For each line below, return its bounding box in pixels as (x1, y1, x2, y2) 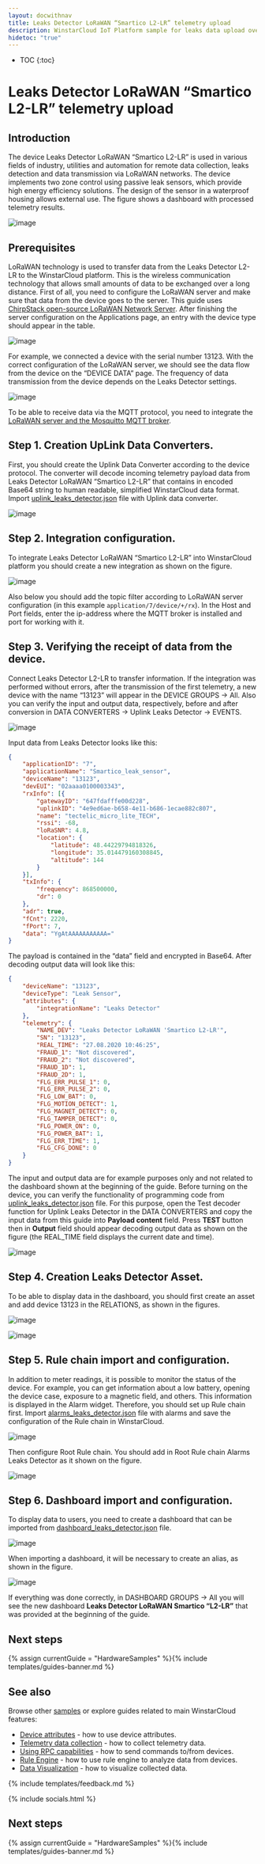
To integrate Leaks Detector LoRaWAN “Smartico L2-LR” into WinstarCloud (8, 552, 252, 562)
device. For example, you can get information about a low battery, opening (8, 1383, 251, 1392)
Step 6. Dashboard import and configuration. (8, 1494, 233, 1508)
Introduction (8, 131, 71, 145)
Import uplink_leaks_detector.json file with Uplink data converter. (8, 493, 218, 503)
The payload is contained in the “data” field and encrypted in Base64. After (8, 951, 252, 961)
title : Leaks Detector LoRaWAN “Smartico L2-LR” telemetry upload (8, 19, 231, 27)
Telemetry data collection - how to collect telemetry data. (19, 1738, 207, 1748)
